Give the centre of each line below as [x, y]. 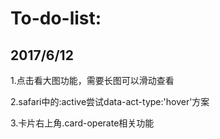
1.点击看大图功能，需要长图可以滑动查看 [92, 80]
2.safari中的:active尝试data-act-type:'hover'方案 [110, 101]
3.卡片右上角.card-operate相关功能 [82, 123]
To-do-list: [56, 18]
